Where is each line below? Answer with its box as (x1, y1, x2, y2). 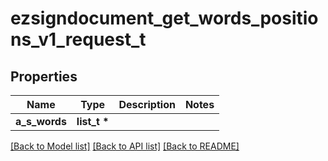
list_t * (76, 115, 110, 128)
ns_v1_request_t (10, 28, 147, 51)
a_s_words (15, 115, 67, 128)
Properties (10, 68, 78, 85)
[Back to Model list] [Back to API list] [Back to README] (10, 140, 240, 152)
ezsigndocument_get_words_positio (10, 7, 319, 30)
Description (118, 98, 176, 111)
